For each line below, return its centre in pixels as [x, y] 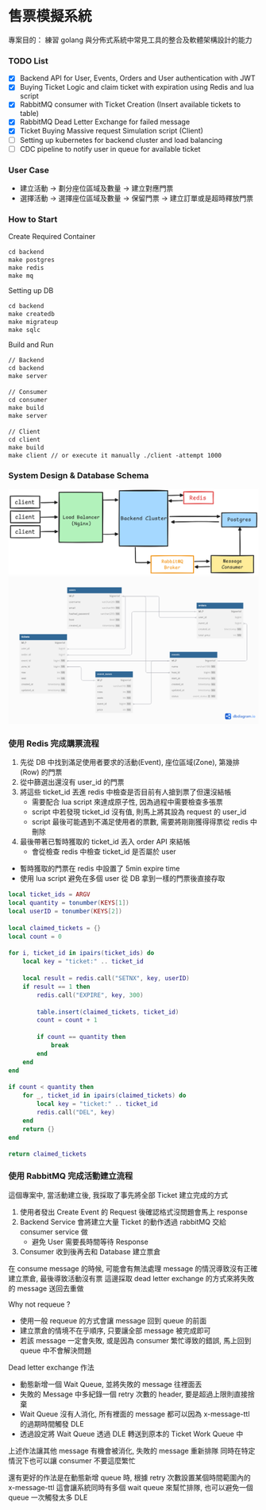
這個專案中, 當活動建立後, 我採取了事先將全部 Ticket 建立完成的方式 [118, 1195]
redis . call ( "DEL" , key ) [76, 1113]
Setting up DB [31, 291]
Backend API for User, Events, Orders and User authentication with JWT [137, 78]
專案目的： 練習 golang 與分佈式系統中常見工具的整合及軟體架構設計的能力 [130, 40]
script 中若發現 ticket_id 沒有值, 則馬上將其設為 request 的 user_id [139, 812]
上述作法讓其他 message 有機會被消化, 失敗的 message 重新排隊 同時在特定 [132, 1450]
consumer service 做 [54, 1231]
